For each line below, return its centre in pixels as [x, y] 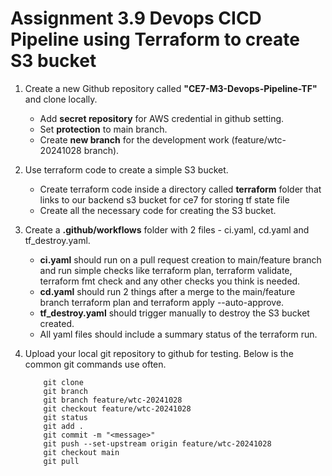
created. [57, 323]
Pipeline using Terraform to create [155, 39]
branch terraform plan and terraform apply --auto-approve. [162, 302]
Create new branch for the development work [134, 139]
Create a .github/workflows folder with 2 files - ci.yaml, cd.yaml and [167, 229]
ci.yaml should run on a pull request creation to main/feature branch [180, 259]
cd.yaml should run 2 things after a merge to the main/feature [167, 291]
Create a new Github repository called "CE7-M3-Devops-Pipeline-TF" [171, 88]
